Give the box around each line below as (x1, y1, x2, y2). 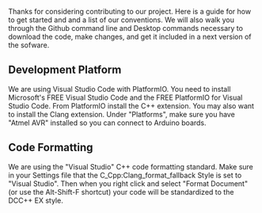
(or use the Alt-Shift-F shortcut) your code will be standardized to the (8, 187, 234, 196)
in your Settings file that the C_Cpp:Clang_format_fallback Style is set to (8, 170, 242, 180)
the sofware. (8, 40, 50, 50)
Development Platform (8, 63, 122, 77)
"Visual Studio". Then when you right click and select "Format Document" (8, 178, 248, 188)
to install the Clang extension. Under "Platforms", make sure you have (8, 109, 235, 119)
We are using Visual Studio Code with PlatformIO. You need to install (8, 84, 231, 93)
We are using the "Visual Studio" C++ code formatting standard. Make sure (8, 162, 253, 171)
